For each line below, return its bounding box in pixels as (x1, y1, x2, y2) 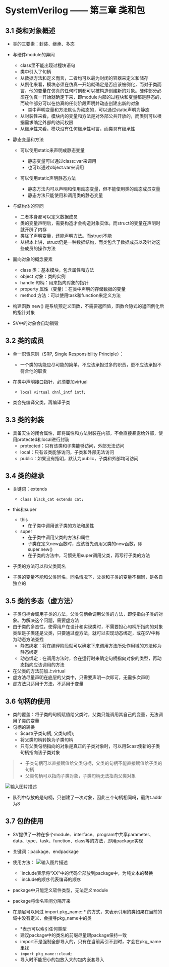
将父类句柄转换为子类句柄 (20, 737, 74, 743)
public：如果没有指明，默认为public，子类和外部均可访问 (20, 455, 139, 461)
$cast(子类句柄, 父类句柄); (20, 730, 75, 736)
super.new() (27, 546, 53, 552)
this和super (12, 506, 37, 512)
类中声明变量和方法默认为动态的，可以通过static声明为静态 (27, 107, 150, 113)
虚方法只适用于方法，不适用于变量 (12, 681, 84, 687)
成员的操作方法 (24, 245, 56, 251)
